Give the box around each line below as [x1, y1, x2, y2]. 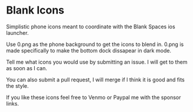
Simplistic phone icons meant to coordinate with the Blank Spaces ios [6, 23, 175, 30]
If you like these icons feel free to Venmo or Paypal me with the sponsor [6, 94, 181, 101]
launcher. [6, 29, 29, 36]
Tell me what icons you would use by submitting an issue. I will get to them [6, 58, 188, 65]
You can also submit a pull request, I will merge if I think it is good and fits [6, 76, 185, 83]
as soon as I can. [6, 64, 47, 71]
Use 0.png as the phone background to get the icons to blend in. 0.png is [6, 41, 184, 48]
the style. [6, 82, 29, 89]
